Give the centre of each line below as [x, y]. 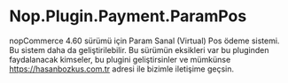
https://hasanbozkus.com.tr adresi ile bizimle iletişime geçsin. [122, 69]
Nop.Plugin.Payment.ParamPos [128, 16]
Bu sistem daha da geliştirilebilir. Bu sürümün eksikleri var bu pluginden [139, 49]
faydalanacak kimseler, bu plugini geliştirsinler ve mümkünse [120, 59]
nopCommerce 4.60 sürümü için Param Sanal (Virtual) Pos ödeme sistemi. [144, 41]
